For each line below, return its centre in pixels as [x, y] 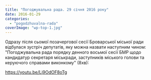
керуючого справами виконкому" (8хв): [47, 63]
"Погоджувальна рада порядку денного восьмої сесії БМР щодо [73, 53]
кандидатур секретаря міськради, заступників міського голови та [75, 57]
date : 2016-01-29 [23, 14]
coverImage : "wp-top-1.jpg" [34, 28]
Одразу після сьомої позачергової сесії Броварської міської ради [74, 42]
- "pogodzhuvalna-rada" [34, 23]
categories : [17, 19]
